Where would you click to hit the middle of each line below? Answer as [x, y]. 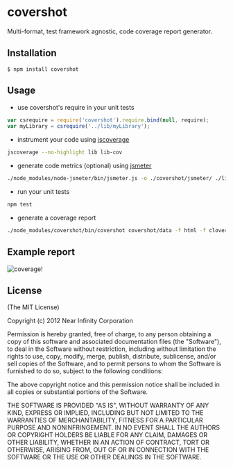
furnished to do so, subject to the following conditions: [85, 371]
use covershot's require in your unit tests [76, 107]
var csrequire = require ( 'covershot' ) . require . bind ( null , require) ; [108, 120]
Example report [41, 252]
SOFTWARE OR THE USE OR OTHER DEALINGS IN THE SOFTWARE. [104, 457]
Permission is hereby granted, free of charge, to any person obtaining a [109, 334]
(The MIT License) [34, 307]
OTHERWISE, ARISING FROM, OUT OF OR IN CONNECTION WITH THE [108, 450]
